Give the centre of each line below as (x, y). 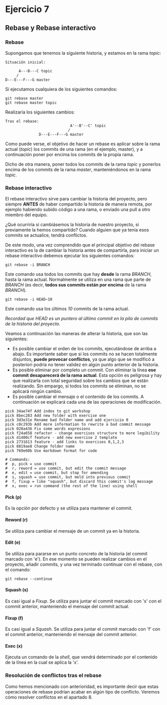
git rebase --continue (29, 579)
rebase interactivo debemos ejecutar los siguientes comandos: (70, 256)
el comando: (18, 569)
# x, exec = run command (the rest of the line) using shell (71, 486)
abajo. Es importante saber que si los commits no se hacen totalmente (85, 354)
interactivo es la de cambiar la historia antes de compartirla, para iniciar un (82, 250)
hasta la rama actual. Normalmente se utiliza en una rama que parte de (78, 279)
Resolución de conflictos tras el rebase (53, 675)
